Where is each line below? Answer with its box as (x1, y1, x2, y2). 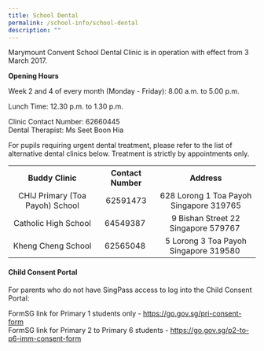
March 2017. (8, 56, 48, 65)
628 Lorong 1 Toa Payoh (159, 190, 252, 201)
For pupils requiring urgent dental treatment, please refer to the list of (8, 141, 233, 150)
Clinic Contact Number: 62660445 (8, 117, 120, 127)
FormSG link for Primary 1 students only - (8, 309, 141, 318)
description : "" (8, 26, 61, 34)
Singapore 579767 (169, 223, 240, 234)
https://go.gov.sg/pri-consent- (142, 309, 242, 318)
